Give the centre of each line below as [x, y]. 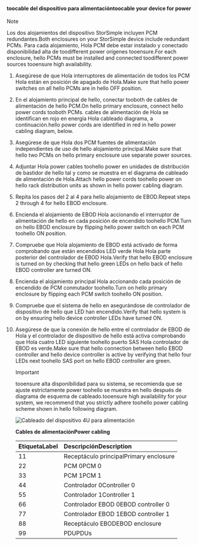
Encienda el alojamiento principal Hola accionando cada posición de [98, 281]
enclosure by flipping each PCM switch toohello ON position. [89, 294]
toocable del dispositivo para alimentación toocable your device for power [99, 8]
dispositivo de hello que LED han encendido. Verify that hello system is [100, 312]
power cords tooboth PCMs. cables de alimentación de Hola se [92, 112]
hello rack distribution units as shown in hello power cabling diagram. [99, 186]
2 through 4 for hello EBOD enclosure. [61, 203]
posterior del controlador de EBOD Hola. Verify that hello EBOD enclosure [104, 258]
